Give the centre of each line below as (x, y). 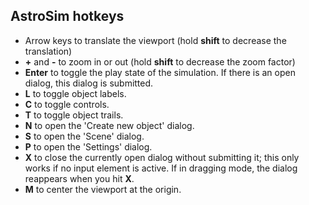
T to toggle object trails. (74, 115)
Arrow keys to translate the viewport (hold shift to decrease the (155, 40)
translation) (48, 51)
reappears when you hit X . (79, 178)
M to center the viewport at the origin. (103, 189)
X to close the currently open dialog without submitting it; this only (162, 157)
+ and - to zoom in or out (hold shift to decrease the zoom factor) (160, 61)
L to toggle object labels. (75, 93)
